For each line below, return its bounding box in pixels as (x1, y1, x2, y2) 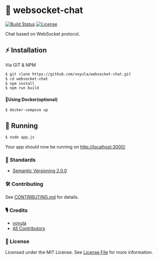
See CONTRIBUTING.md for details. (5, 194, 79, 200)
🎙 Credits (5, 207, 28, 214)
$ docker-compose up (5, 107, 49, 112)
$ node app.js (5, 135, 35, 140)
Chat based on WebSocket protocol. (5, 31, 80, 37)
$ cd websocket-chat (5, 76, 49, 81)
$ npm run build (5, 85, 39, 91)
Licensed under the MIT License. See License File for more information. (5, 249, 153, 255)
